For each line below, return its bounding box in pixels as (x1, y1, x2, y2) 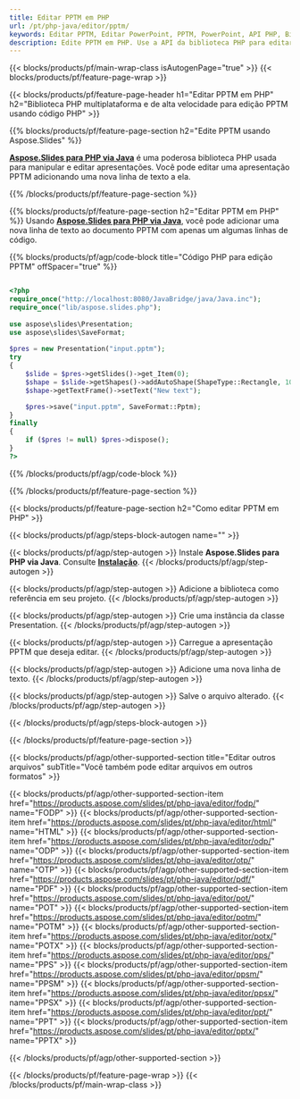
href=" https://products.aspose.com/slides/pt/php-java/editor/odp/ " (27, 835, 275, 846)
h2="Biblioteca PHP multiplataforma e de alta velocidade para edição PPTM (9, 99, 288, 110)
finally (9, 419, 38, 428)
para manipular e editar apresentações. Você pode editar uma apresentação (9, 162, 290, 172)
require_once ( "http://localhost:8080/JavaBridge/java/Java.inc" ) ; (9, 295, 262, 304)
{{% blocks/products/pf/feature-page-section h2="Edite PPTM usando (9, 126, 271, 137)
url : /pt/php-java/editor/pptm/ (9, 21, 129, 30)
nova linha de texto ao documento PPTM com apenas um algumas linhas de (9, 225, 288, 236)
